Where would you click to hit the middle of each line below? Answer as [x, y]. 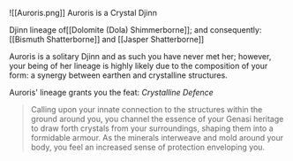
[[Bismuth [27, 39]
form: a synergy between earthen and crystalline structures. [118, 75]
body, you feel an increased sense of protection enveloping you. [148, 147]
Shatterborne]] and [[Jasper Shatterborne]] [125, 39]
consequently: [236, 30]
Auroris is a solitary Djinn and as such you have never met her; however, [140, 56]
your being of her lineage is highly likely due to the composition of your [139, 66]
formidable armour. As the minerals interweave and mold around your [157, 138]
